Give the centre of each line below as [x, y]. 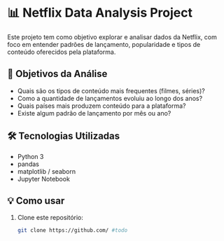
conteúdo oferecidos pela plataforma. [62, 52]
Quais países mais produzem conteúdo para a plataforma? [101, 106]
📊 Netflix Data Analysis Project [100, 13]
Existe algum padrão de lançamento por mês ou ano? [94, 113]
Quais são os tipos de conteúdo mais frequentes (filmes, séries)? [111, 90]
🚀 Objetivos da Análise [57, 74]
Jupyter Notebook [43, 179]
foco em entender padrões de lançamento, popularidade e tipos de [104, 44]
